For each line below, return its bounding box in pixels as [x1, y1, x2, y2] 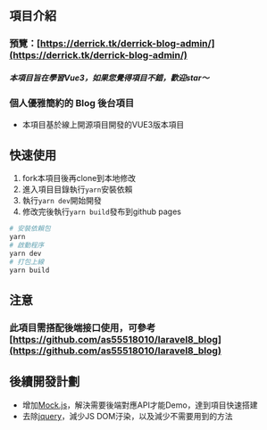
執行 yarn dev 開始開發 [21, 195, 103, 206]
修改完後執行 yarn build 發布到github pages [21, 206, 181, 217]
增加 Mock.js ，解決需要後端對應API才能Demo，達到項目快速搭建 [21, 400, 258, 410]
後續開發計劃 [9, 374, 80, 390]
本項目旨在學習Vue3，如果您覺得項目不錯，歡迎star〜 [9, 72, 210, 83]
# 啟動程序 [9, 241, 45, 250]
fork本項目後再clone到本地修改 [21, 173, 137, 184]
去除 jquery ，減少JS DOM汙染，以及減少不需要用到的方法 [21, 410, 233, 421]
